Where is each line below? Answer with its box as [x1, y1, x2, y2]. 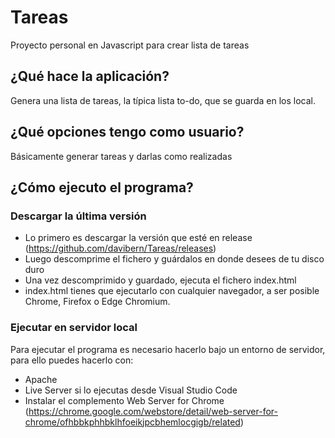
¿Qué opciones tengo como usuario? [10, 124, 245, 141]
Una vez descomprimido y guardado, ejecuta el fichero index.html [24, 274, 297, 286]
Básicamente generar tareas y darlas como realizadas [10, 150, 233, 162]
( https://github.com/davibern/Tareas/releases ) [24, 242, 217, 255]
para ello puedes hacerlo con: [10, 354, 134, 366]
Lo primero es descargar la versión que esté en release [24, 232, 253, 244]
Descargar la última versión [10, 209, 147, 223]
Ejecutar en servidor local [10, 321, 138, 335]
